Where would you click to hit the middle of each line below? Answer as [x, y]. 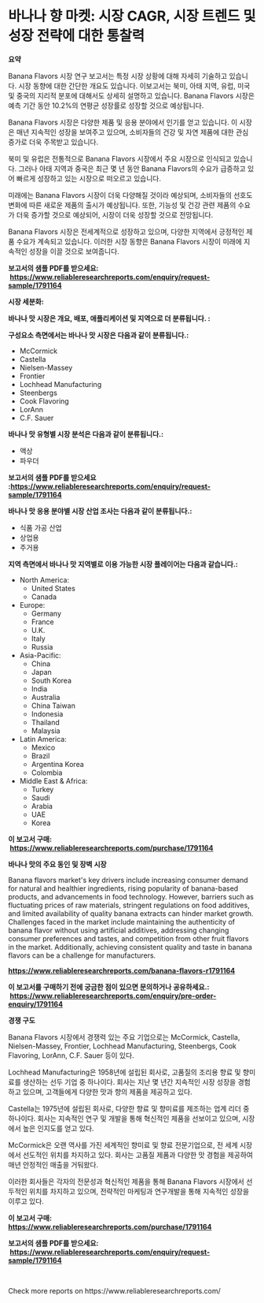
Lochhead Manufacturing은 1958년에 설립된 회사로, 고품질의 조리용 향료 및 [125, 1072]
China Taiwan [53, 705]
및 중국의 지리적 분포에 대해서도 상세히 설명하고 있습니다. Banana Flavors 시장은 [132, 95]
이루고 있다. [26, 1201]
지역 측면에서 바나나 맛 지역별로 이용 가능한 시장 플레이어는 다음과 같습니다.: [123, 564]
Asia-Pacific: [40, 655]
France [43, 622]
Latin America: [43, 739]
